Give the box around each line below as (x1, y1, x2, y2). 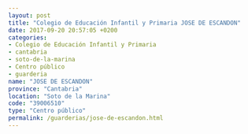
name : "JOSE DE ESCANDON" (8, 77, 93, 85)
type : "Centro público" (8, 107, 87, 115)
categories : (8, 33, 47, 42)
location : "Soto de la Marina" (8, 92, 111, 100)
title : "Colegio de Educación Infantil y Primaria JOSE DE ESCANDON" (8, 19, 242, 27)
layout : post (8, 11, 51, 20)
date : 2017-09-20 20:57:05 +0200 (8, 26, 118, 34)
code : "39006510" (8, 99, 65, 107)
